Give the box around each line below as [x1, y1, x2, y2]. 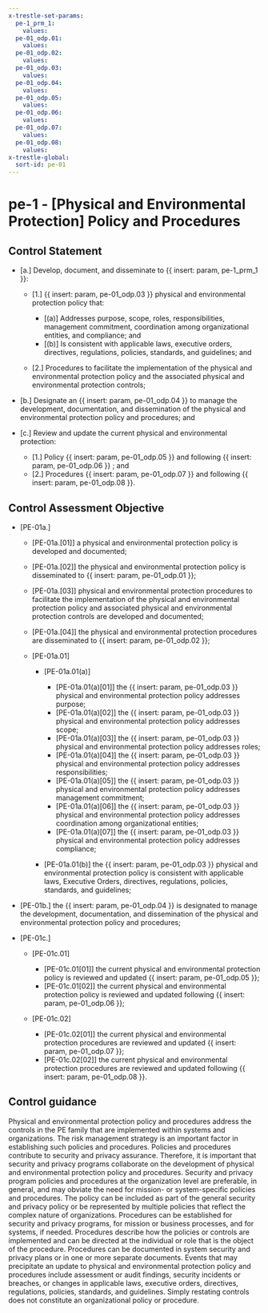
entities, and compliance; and [43, 330, 142, 341]
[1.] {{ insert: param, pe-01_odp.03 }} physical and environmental [31, 289, 246, 299]
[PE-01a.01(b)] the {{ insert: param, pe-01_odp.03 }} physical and [43, 859, 258, 869]
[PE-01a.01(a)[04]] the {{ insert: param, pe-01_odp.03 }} [55, 750, 240, 760]
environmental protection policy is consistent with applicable [43, 867, 244, 878]
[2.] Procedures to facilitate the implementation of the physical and [31, 363, 253, 373]
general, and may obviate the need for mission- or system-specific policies [8, 1184, 256, 1194]
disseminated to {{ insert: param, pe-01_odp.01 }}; [31, 570, 197, 580]
